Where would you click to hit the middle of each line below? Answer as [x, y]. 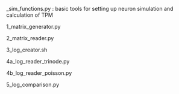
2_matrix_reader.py [30, 38]
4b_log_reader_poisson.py [39, 73]
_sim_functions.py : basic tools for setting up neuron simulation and [90, 9]
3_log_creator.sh [27, 50]
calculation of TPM [30, 15]
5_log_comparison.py [33, 84]
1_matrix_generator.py [33, 27]
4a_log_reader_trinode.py [38, 61]
